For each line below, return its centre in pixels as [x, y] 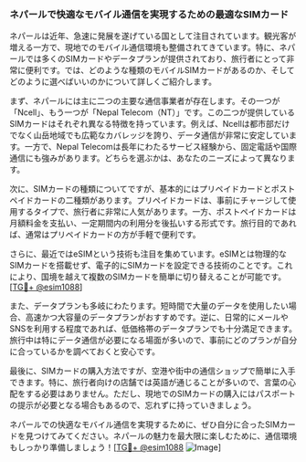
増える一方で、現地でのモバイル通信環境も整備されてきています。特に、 [145, 47]
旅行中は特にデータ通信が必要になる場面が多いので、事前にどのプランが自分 [153, 341]
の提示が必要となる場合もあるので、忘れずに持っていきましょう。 [133, 405]
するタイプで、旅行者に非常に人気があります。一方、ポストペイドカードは [157, 212]
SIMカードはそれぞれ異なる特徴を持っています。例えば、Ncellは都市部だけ [150, 124]
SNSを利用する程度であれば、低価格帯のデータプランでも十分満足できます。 [153, 329]
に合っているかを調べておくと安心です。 [84, 352]
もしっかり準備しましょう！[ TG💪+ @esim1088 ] [116, 447]
